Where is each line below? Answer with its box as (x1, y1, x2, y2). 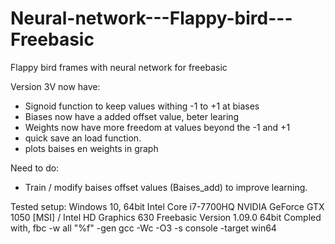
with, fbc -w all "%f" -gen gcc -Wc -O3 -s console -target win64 (10, 222, 277, 234)
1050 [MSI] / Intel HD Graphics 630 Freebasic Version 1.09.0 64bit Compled (10, 211, 322, 223)
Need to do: (10, 162, 60, 174)
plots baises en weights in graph (24, 142, 159, 154)
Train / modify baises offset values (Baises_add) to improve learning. (24, 181, 308, 193)
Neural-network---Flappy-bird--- (10, 7, 293, 30)
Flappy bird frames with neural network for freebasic (10, 61, 228, 73)
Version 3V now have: (10, 80, 101, 92)
